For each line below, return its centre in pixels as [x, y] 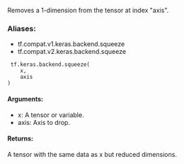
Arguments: [25, 99]
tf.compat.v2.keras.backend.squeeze [71, 52]
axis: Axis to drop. [44, 122]
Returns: [21, 138]
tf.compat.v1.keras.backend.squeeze [71, 44]
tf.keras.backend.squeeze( [50, 65]
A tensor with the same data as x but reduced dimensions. [92, 154]
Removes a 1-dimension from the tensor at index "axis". [88, 10]
